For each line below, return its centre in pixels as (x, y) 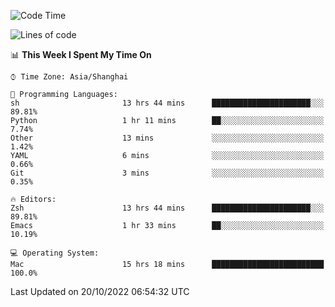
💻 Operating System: (55, 253)
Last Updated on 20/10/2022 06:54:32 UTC (100, 291)
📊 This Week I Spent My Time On (81, 54)
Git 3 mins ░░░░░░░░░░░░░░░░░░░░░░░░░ (167, 173)
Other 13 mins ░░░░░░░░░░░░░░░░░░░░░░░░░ (167, 138)
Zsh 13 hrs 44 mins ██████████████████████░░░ (167, 208)
